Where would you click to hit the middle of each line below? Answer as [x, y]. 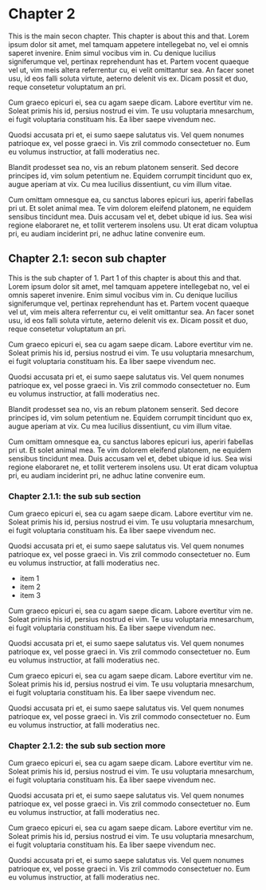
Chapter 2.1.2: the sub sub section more [87, 746]
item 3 [30, 595]
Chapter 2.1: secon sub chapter [87, 259]
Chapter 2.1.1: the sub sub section [75, 496]
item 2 [30, 587]
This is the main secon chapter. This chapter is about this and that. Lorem [129, 36]
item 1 [29, 579]
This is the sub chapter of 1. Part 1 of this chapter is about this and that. [125, 278]
